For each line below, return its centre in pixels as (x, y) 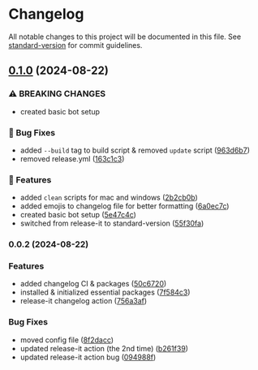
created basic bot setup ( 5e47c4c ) (78, 215)
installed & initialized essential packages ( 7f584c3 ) (105, 292)
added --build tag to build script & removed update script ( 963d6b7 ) (135, 150)
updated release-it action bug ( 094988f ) (88, 357)
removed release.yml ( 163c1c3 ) (72, 158)
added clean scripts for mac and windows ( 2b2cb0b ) (109, 198)
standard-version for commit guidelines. (75, 45)
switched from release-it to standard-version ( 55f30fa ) (112, 223)
